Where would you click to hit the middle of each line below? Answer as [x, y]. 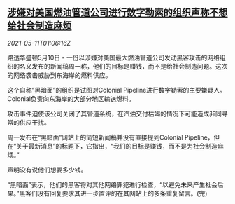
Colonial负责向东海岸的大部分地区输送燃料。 [71, 98]
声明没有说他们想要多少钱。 [47, 170]
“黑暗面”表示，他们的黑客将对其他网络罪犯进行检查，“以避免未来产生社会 [113, 184]
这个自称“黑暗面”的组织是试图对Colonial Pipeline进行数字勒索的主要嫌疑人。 [116, 90]
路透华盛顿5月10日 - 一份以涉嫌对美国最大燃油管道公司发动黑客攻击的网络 [114, 57]
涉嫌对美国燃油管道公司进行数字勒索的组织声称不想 [117, 13]
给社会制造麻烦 [40, 26]
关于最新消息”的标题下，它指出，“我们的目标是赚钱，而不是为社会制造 [117, 146]
